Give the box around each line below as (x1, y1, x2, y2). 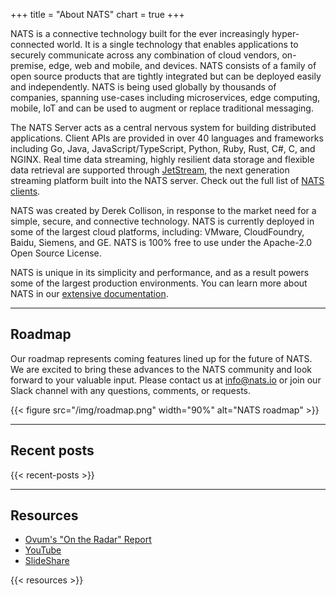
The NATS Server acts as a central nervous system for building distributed (10, 122, 317, 133)
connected (10, 39, 55, 50)
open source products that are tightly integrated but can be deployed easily (10, 70, 322, 82)
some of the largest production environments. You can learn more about (10, 277, 308, 289)
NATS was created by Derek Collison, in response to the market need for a (10, 205, 317, 216)
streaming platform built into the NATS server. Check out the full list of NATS (10, 175, 325, 186)
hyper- (271, 28, 300, 39)
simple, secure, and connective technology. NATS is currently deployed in (10, 215, 315, 227)
